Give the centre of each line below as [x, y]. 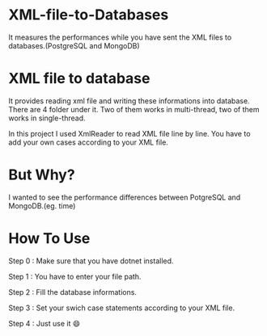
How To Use [49, 238]
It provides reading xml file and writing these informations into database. [129, 101]
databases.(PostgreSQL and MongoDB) [74, 45]
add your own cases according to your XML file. [88, 142]
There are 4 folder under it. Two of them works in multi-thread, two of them [134, 109]
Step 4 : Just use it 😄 [44, 323]
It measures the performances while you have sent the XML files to [120, 37]
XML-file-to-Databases [89, 15]
